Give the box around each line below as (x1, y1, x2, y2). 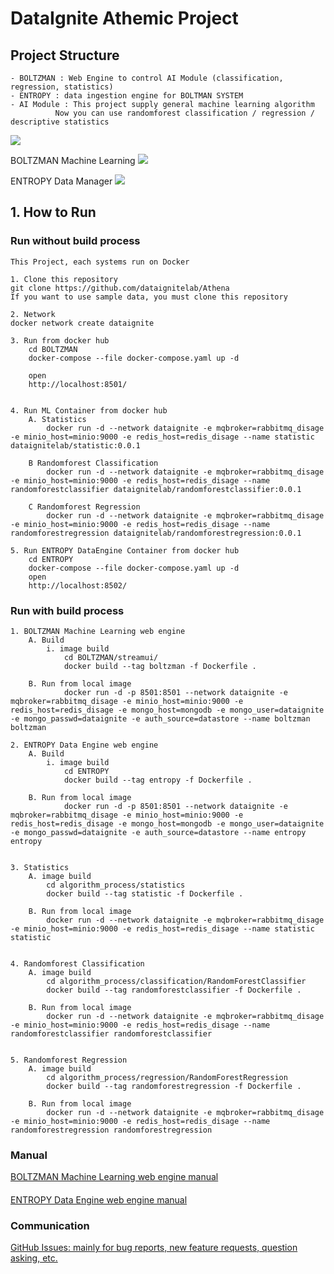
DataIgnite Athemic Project (10, 7, 239, 30)
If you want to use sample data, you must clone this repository (10, 292, 288, 302)
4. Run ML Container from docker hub (10, 405, 168, 416)
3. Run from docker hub (10, 335, 110, 346)
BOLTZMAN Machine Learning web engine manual (10, 1171, 219, 1183)
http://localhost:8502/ (28, 580, 128, 591)
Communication (10, 1218, 90, 1232)
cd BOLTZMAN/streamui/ (63, 652, 159, 662)
